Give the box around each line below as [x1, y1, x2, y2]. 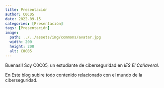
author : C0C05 [5, 12, 35, 17]
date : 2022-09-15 [5, 16, 41, 21]
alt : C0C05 [9, 48, 32, 53]
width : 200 [9, 40, 32, 44]
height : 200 [9, 44, 35, 49]
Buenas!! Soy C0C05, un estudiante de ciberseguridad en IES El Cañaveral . [5, 62, 160, 68]
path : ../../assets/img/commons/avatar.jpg [9, 35, 101, 40]
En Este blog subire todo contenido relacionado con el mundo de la [5, 72, 143, 78]
